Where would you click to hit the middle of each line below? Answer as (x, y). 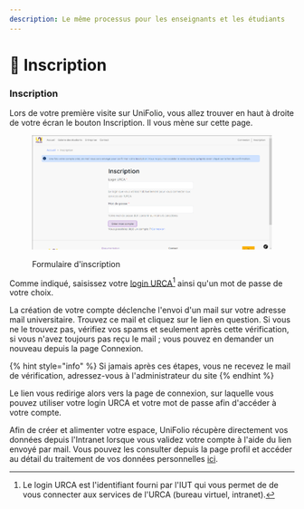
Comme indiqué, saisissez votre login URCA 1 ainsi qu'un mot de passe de (146, 283)
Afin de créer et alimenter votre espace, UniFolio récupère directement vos (149, 430)
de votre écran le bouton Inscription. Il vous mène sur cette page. (131, 123)
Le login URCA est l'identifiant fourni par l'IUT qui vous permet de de (150, 485)
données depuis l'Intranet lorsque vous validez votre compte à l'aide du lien (151, 440)
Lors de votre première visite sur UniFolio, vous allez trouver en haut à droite (152, 113)
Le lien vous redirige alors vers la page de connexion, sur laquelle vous (142, 393)
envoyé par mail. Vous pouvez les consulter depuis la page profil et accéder (151, 449)
